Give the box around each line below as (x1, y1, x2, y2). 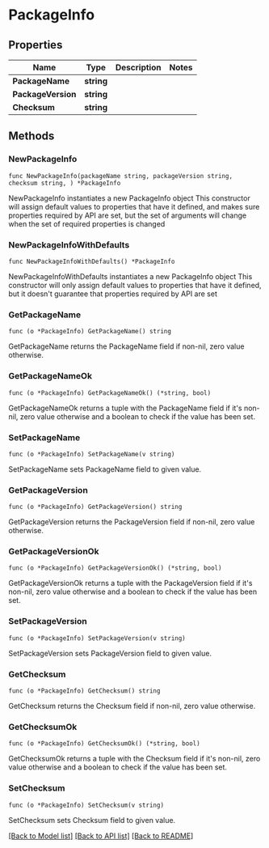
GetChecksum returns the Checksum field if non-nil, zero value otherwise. (8, 702, 256, 711)
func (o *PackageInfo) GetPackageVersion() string (8, 503, 183, 511)
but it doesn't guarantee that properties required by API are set (8, 289, 218, 299)
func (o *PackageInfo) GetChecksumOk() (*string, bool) (8, 740, 200, 748)
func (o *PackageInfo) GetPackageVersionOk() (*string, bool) (8, 564, 222, 572)
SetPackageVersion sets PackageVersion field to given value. (8, 648, 212, 658)
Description (116, 62, 162, 73)
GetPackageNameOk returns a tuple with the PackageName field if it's (8, 403, 242, 413)
